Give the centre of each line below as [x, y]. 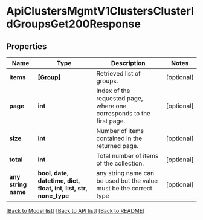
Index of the [113, 91]
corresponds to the [124, 113]
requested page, [120, 98]
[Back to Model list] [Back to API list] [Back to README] [76, 211]
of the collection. [120, 163]
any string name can [125, 173]
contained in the [119, 138]
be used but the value [127, 181]
